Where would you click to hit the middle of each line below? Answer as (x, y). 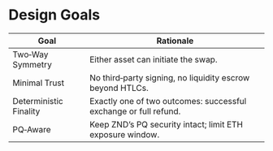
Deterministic (38, 101)
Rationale (175, 41)
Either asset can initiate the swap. (153, 59)
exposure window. (124, 134)
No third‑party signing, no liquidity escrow (169, 77)
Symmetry (32, 64)
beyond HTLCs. (119, 88)
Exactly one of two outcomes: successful (168, 101)
